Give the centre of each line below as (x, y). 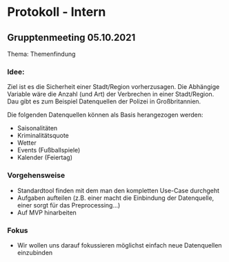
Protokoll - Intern (57, 12)
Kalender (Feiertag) (45, 158)
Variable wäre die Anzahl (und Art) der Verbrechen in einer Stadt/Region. (111, 94)
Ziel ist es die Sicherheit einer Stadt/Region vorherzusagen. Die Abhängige (113, 87)
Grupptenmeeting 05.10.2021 (71, 38)
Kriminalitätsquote (43, 136)
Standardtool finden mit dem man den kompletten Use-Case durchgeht (118, 190)
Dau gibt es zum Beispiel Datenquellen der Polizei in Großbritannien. (104, 101)
